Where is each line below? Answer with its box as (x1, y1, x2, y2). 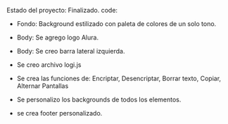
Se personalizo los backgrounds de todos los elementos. (16, 95, 182, 104)
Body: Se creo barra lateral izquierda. (16, 47, 125, 55)
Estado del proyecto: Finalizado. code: (6, 6, 118, 14)
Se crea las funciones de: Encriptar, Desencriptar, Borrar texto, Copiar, (16, 74, 222, 82)
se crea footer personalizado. (16, 109, 103, 117)
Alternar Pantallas (16, 82, 69, 90)
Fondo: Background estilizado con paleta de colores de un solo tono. (16, 20, 217, 27)
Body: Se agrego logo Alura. (16, 33, 99, 42)
